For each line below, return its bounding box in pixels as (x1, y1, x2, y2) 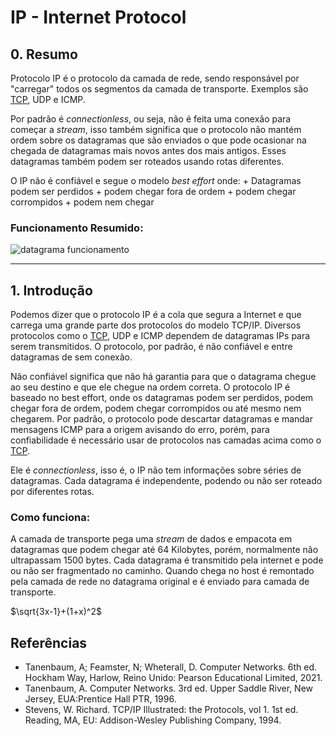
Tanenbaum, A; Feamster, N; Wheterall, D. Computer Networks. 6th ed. (24, 661, 318, 673)
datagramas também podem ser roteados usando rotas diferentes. (10, 156, 285, 167)
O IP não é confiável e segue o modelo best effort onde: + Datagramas (10, 175, 302, 186)
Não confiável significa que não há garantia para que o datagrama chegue (10, 371, 317, 383)
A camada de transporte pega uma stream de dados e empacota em (10, 533, 293, 545)
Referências (10, 634, 88, 651)
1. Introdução (10, 282, 93, 299)
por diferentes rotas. (10, 486, 95, 498)
